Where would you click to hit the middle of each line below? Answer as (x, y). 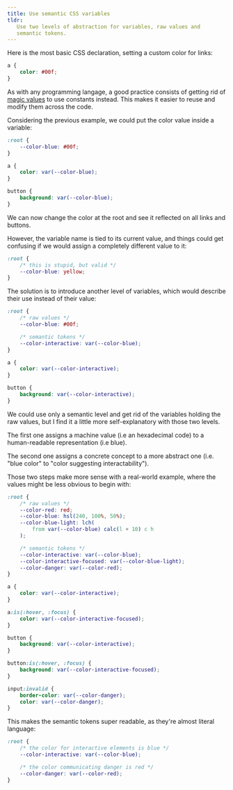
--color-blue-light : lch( (57, 523)
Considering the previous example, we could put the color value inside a (111, 120)
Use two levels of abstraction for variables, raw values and (108, 26)
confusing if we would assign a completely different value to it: (97, 246)
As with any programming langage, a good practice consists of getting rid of (116, 92)
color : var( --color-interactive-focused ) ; (82, 619)
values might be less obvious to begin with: (69, 484)
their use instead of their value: (52, 299)
